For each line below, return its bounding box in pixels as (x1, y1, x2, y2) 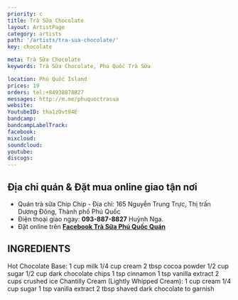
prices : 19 (7, 82, 40, 89)
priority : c (7, 10, 43, 18)
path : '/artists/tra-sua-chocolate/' (7, 37, 119, 44)
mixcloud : (7, 135, 37, 142)
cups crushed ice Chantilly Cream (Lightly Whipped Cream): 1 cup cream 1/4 (7, 277, 232, 285)
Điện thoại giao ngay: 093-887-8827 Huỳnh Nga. (17, 214, 164, 223)
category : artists (7, 30, 62, 38)
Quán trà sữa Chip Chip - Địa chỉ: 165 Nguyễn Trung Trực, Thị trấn (17, 199, 212, 208)
